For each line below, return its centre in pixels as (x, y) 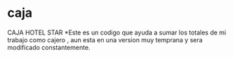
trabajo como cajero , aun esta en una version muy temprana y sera (105, 39)
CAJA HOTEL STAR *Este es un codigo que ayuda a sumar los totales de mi (117, 32)
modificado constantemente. (49, 47)
